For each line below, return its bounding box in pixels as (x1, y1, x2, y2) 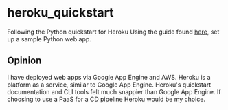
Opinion (7, 55, 42, 67)
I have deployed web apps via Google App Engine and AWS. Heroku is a (7, 73, 211, 81)
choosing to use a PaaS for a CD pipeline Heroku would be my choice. (7, 95, 206, 103)
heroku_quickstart (7, 5, 114, 21)
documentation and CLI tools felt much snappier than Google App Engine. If (7, 87, 221, 96)
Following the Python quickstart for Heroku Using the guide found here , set (7, 27, 220, 36)
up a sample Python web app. (7, 34, 91, 43)
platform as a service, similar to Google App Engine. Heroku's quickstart (7, 80, 212, 89)
